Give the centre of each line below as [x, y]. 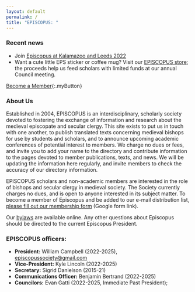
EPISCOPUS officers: [36, 239]
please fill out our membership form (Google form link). [72, 206]
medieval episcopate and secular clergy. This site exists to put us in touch [95, 126]
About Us [20, 101]
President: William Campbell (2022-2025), [66, 252]
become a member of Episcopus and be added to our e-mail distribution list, [98, 199]
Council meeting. [35, 74]
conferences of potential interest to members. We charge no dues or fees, [95, 145]
